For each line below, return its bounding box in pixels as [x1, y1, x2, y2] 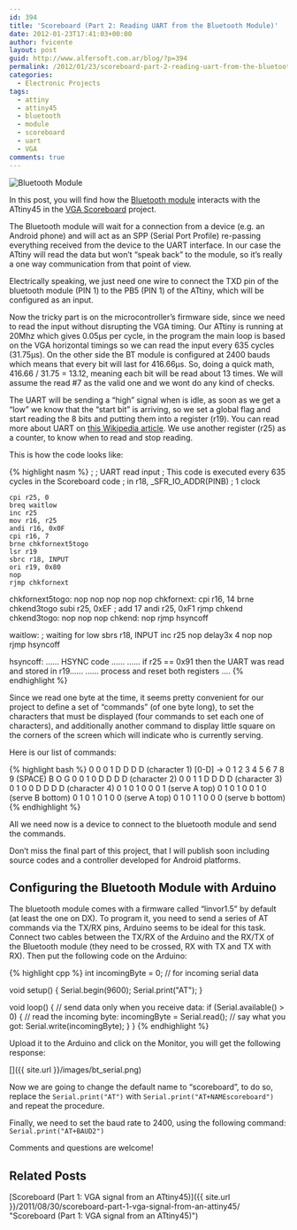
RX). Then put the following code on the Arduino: [9, 950, 187, 961]
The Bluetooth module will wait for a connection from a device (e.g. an [9, 220, 265, 231]
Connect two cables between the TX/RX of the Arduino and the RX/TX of [9, 932, 275, 942]
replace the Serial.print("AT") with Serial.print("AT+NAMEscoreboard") [9, 1091, 274, 1102]
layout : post [9, 46, 57, 55]
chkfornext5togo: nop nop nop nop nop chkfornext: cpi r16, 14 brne [9, 594, 255, 604]
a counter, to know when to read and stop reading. [9, 432, 194, 442]
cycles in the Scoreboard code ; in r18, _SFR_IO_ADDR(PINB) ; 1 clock [9, 475, 261, 487]
